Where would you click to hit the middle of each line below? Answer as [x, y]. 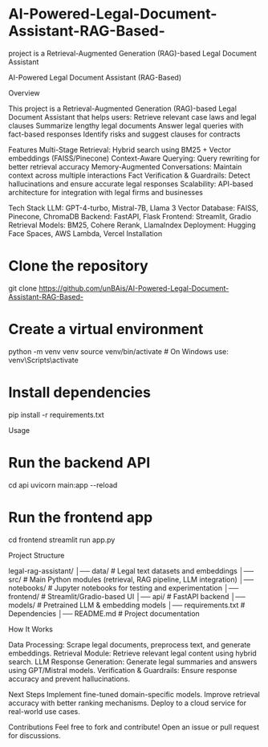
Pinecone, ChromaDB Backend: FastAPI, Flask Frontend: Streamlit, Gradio [130, 216]
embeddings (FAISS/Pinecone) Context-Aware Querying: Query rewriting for [134, 158]
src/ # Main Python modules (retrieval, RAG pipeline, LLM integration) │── [131, 579]
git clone [23, 288]
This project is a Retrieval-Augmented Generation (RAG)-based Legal [122, 108]
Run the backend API [79, 462]
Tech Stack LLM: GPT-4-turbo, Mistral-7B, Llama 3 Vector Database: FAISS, [134, 208]
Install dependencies [79, 392]
